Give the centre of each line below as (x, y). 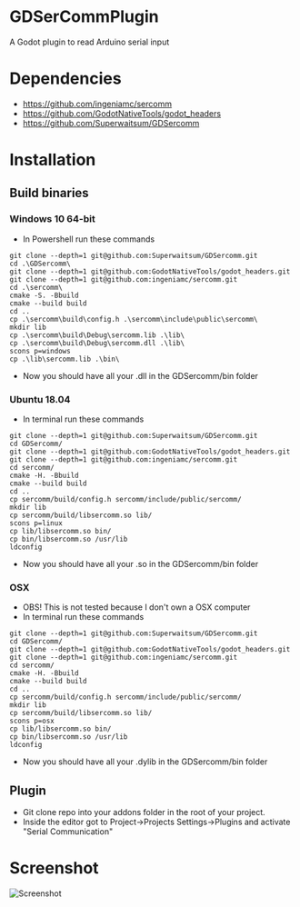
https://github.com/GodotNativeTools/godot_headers (121, 113)
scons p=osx (32, 721)
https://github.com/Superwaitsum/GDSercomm (111, 123)
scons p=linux (36, 523)
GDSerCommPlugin (84, 17)
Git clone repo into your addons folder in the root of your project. (144, 812)
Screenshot (54, 868)
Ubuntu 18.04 (40, 399)
